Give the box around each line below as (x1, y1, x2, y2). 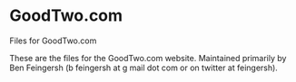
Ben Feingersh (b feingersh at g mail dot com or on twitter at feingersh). (9, 62, 279, 73)
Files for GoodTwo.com (9, 35, 97, 46)
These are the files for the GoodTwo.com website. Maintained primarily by (9, 52, 287, 63)
